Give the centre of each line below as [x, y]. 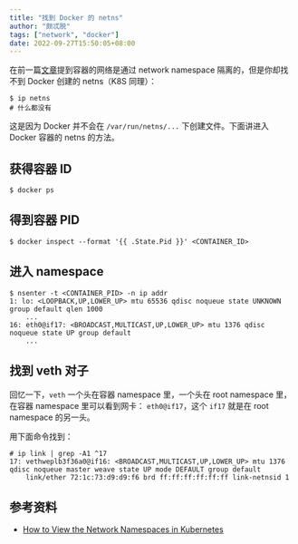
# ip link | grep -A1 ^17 [58, 453]
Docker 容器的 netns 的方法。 [64, 138]
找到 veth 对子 [49, 371]
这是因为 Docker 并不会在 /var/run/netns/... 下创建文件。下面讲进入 [139, 126]
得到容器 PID [44, 220]
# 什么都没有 [30, 108]
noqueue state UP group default [70, 333]
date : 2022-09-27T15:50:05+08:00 [72, 43]
